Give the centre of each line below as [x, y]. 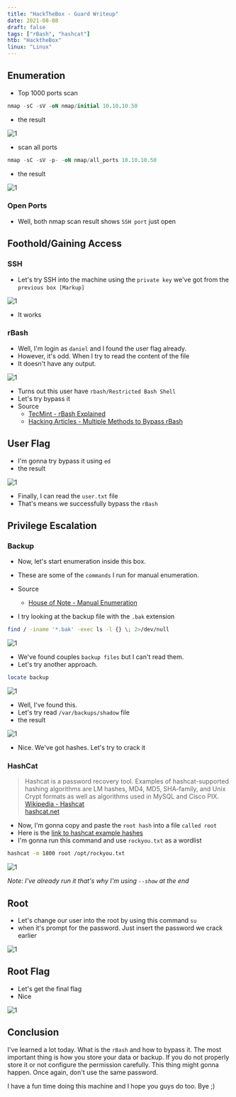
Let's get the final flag [50, 988]
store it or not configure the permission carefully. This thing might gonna [113, 1064]
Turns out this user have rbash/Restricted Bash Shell [96, 391]
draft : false [27, 27]
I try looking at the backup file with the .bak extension [96, 616]
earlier [27, 936]
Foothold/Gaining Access [64, 244]
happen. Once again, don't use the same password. [83, 1072]
